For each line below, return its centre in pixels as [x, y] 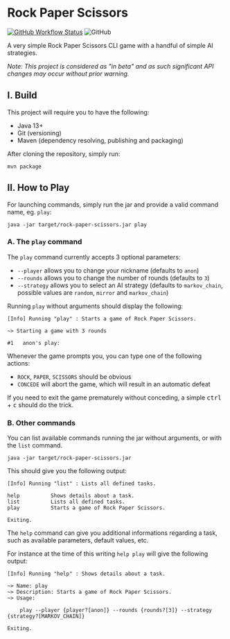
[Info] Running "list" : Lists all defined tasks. [82, 484]
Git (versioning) [39, 133]
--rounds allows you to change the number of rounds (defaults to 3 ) [113, 278]
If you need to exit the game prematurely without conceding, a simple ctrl [114, 398]
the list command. [35, 445]
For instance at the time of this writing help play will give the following [108, 554]
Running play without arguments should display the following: [95, 306]
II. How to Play [38, 188]
